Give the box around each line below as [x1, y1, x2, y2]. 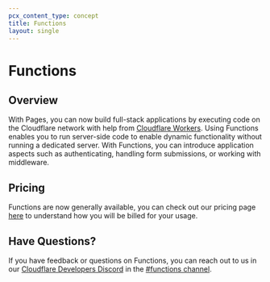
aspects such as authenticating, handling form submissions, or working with [8, 149, 261, 159]
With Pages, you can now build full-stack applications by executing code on [8, 114, 260, 125]
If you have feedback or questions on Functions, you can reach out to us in [8, 255, 257, 265]
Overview [8, 93, 59, 107]
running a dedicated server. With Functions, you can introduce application [8, 140, 254, 150]
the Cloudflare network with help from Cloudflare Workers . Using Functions [8, 123, 260, 133]
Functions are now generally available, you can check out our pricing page [8, 202, 256, 212]
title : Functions [8, 19, 67, 27]
